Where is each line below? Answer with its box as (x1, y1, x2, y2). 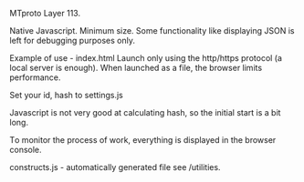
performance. (9, 72, 61, 83)
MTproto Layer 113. (9, 8, 80, 18)
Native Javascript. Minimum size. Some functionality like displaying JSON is (9, 25, 295, 35)
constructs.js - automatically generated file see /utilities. (9, 162, 221, 172)
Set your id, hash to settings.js (9, 90, 123, 100)
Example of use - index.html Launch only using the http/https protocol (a (9, 53, 283, 63)
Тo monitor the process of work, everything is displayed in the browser (9, 135, 277, 145)
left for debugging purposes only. (9, 35, 135, 45)
